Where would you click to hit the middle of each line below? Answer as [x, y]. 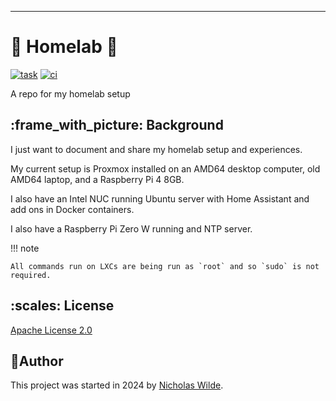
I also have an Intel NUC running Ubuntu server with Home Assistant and [160, 198]
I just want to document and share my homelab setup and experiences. [156, 149]
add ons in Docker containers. [72, 209]
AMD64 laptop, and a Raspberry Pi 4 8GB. [97, 179]
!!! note [25, 248]
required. [31, 275]
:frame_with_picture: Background [117, 125]
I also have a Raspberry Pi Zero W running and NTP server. [131, 228]
